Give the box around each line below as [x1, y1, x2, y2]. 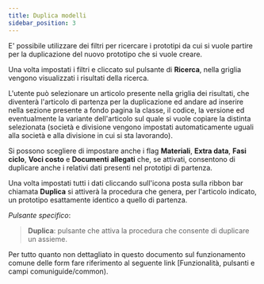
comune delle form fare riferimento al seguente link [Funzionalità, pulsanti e [8, 258, 255, 267]
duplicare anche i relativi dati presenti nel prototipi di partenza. [8, 163, 212, 172]
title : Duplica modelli [8, 11, 87, 20]
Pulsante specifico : [8, 210, 71, 220]
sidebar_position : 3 [8, 19, 77, 27]
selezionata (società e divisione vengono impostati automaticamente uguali [8, 122, 254, 132]
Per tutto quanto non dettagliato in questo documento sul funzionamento [8, 249, 246, 259]
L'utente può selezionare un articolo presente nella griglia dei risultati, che [8, 88, 250, 98]
